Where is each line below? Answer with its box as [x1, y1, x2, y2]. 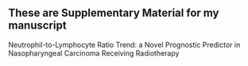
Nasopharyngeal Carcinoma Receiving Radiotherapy [8, 48, 180, 58]
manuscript [8, 19, 67, 33]
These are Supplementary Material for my [8, 6, 219, 20]
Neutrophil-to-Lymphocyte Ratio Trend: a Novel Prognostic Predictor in [8, 40, 241, 49]
